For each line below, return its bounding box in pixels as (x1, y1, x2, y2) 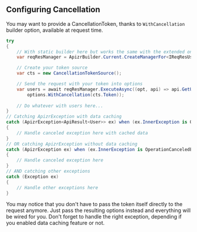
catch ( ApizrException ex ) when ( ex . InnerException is (6, 146, 143, 152)
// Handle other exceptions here (16, 184, 98, 190)
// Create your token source (16, 65, 88, 71)
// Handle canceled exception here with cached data (16, 130, 148, 136)
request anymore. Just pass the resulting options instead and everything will (6, 207, 191, 214)
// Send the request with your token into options (16, 81, 143, 87)
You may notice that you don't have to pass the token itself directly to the (6, 201, 183, 208)
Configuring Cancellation (6, 5, 101, 15)
